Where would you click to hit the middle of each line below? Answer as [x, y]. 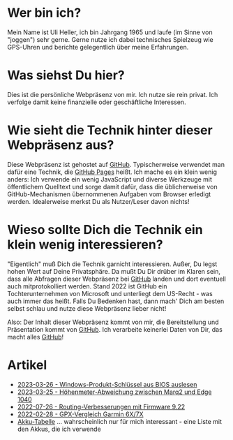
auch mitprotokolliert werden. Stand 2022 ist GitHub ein [87, 286]
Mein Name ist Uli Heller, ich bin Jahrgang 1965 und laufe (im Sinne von [110, 32]
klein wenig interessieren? [85, 244]
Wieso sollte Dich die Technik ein [105, 230]
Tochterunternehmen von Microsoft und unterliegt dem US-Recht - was [110, 293]
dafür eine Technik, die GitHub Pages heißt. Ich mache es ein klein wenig [112, 172]
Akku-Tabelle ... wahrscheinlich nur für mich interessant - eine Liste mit [119, 421]
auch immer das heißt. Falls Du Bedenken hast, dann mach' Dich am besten [116, 301]
